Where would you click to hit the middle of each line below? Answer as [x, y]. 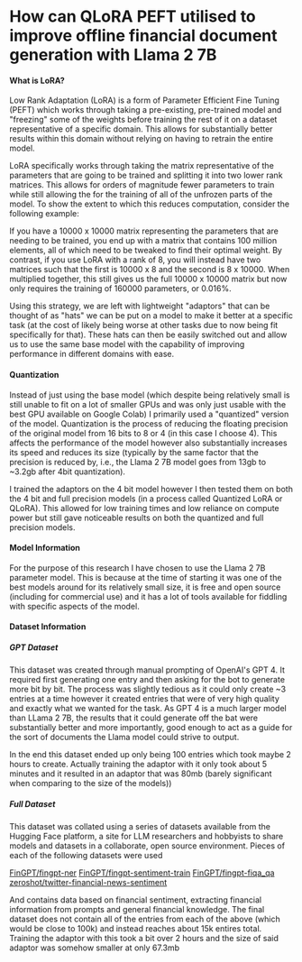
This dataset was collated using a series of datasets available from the [140, 827]
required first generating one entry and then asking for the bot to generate [147, 680]
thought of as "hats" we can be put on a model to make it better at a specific [151, 316]
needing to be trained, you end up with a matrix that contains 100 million [143, 241]
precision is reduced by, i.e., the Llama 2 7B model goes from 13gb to [138, 462]
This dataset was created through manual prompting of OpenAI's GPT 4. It [147, 670]
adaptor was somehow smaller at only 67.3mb [95, 948]
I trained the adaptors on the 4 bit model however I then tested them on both [151, 489]
